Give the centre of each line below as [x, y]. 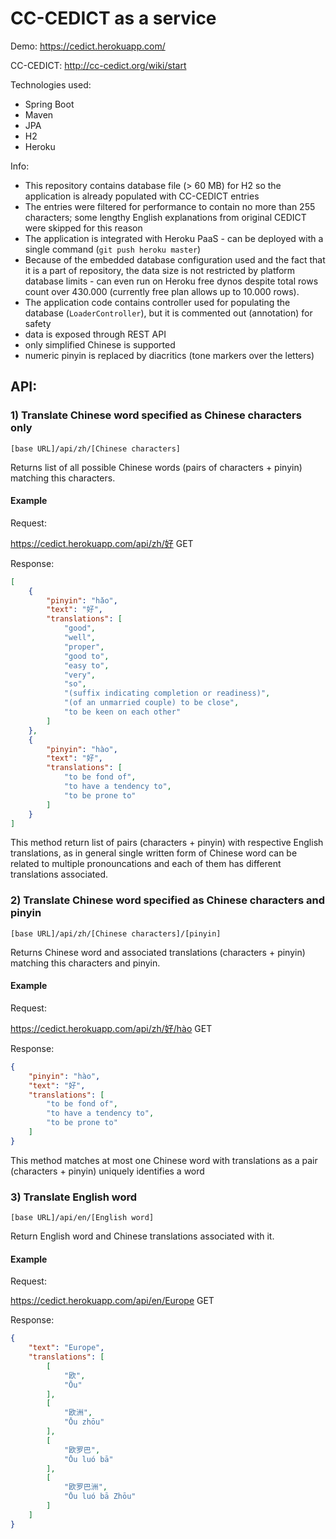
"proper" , [84, 647]
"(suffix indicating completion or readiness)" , [167, 693]
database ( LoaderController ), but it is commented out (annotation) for [168, 313]
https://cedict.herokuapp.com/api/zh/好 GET [102, 543]
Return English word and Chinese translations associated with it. [142, 1236]
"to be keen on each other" [122, 712]
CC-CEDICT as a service [113, 18]
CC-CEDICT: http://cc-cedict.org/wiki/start [98, 65]
